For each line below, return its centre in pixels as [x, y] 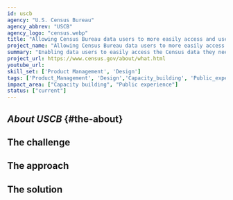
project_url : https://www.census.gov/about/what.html [87, 59]
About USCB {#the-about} [65, 119]
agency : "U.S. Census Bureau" [51, 20]
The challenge [39, 142]
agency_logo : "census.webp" [48, 33]
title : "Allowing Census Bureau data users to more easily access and [111, 39]
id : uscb [20, 13]
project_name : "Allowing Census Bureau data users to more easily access [116, 46]
